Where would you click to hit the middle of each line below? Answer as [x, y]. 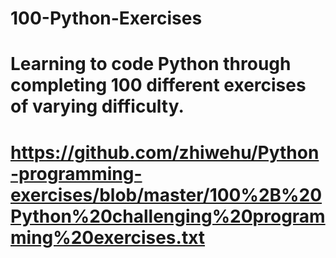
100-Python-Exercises [106, 18]
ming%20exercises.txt [108, 237]
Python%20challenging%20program [168, 216]
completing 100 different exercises [158, 85]
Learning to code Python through [151, 64]
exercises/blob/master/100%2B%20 [166, 194]
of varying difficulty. [97, 106]
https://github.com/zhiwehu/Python [165, 152]
